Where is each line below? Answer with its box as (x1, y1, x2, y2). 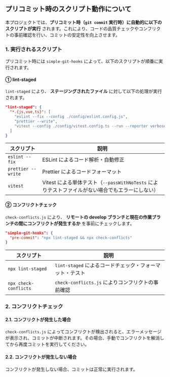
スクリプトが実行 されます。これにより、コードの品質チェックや (5, 25, 139, 31)
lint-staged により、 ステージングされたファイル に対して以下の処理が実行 (5, 88, 162, 95)
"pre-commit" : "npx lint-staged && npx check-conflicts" (10, 235, 133, 240)
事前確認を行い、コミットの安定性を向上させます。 (14, 32, 120, 38)
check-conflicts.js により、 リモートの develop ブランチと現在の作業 (5, 214, 152, 220)
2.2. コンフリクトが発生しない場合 (5, 354, 77, 360)
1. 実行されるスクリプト (5, 46, 62, 53)
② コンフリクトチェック (5, 202, 57, 208)
